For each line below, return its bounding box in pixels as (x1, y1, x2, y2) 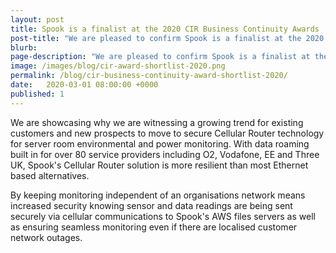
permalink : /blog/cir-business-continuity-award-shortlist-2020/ (10, 71, 288, 81)
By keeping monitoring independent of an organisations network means (10, 189, 306, 201)
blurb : (10, 42, 38, 53)
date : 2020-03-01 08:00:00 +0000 (10, 80, 159, 90)
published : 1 (10, 89, 65, 99)
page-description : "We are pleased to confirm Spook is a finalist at (10, 52, 311, 62)
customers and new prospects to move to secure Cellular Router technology (10, 127, 325, 139)
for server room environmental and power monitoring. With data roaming (10, 137, 310, 150)
